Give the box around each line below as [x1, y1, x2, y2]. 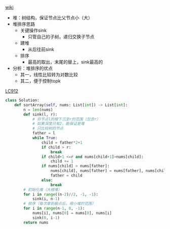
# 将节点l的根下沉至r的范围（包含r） [32, 116, 101, 122]
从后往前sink [27, 47, 55, 52]
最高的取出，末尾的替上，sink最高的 [27, 59, 103, 65]
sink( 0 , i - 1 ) [32, 215, 60, 220]
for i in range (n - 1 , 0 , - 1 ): [23, 206, 85, 211]
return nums [23, 220, 49, 225]
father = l [32, 131, 56, 136]
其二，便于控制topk [20, 78, 61, 84]
